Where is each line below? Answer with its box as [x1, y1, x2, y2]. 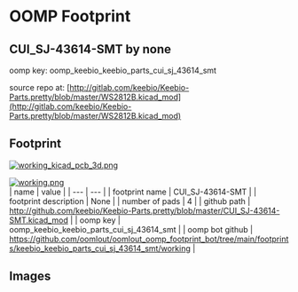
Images [9, 269, 51, 284]
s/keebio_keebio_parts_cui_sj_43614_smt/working [9, 242, 191, 254]
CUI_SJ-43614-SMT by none [9, 42, 171, 57]
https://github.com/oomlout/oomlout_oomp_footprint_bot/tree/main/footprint [9, 233, 289, 244]
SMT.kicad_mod [9, 215, 68, 225]
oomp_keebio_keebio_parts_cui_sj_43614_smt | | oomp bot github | [9, 224, 254, 234]
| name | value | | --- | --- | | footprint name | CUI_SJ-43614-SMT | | [9, 186, 257, 197]
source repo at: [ [9, 83, 70, 92]
